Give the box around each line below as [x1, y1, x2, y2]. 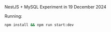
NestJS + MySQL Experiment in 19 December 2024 [4, 4, 107, 10]
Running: [4, 13, 23, 19]
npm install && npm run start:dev [4, 22, 74, 27]
